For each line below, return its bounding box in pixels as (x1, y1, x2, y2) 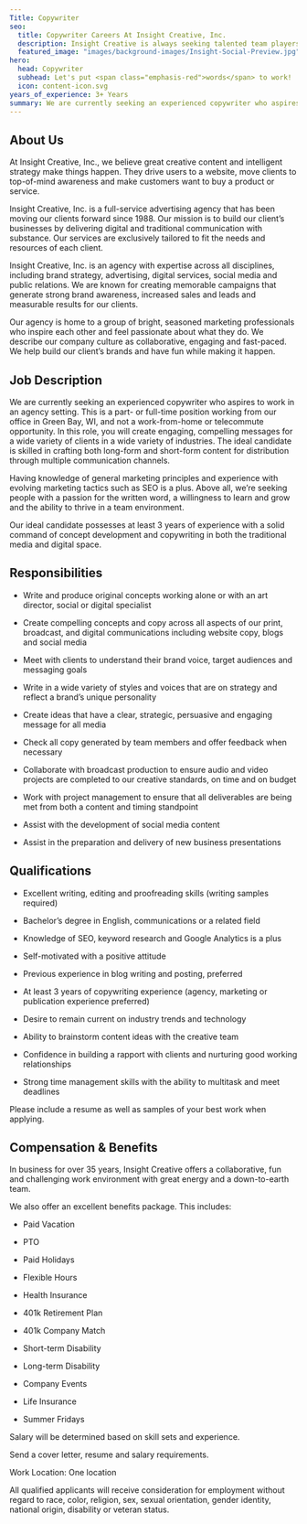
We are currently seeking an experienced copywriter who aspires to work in (9, 397, 295, 407)
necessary (22, 746, 63, 757)
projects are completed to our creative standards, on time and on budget (22, 774, 297, 785)
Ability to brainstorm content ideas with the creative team (22, 1031, 239, 1042)
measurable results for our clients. (9, 299, 139, 310)
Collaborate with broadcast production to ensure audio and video (22, 764, 269, 775)
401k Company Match (22, 1325, 106, 1336)
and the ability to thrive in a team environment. (9, 502, 185, 512)
